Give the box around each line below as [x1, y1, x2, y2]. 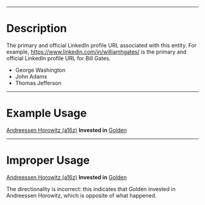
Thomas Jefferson [15, 79, 62, 86]
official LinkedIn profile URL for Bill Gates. [6, 54, 111, 61]
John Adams [15, 72, 48, 80]
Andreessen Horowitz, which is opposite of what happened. [6, 192, 157, 199]
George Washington [15, 66, 66, 74]
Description [6, 22, 67, 35]
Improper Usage [6, 153, 90, 167]
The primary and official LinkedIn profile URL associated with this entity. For [6, 41, 197, 49]
